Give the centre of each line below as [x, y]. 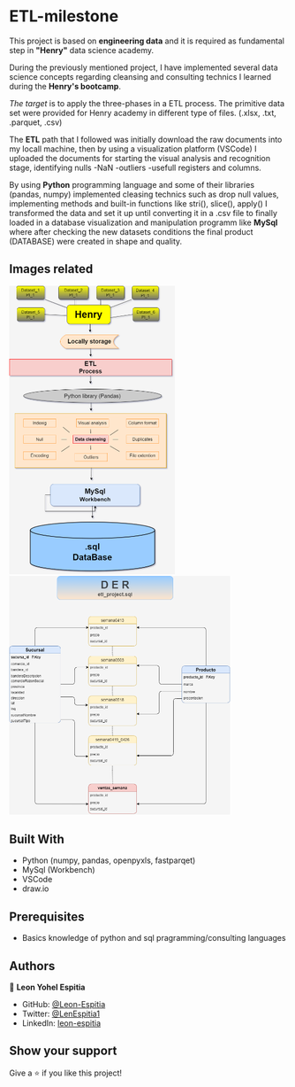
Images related [51, 269]
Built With [37, 839]
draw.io [35, 889]
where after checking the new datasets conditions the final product [131, 231]
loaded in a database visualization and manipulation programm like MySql [144, 222]
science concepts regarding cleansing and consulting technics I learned [140, 76]
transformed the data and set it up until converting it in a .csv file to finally [144, 213]
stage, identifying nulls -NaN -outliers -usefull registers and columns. [136, 167]
